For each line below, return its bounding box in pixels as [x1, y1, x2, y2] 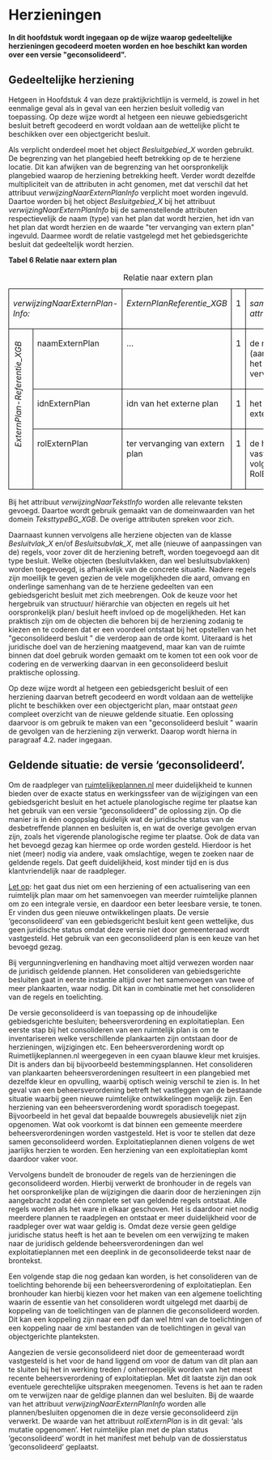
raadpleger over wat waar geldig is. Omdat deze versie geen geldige [8, 1221, 237, 1231]
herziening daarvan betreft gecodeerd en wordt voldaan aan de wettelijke [8, 692, 253, 701]
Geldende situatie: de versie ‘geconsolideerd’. [8, 759, 245, 773]
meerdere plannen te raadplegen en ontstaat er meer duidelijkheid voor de [8, 1212, 257, 1222]
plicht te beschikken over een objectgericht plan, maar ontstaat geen [8, 700, 238, 710]
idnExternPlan [36, 398, 91, 409]
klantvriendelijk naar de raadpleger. [8, 866, 127, 875]
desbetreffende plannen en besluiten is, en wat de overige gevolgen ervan [8, 823, 257, 832]
